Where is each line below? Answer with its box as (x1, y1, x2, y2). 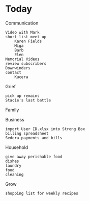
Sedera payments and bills (5, 135, 63, 140)
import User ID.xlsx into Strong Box (5, 126, 85, 132)
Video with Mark (5, 30, 40, 35)
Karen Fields (14, 39, 42, 44)
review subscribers (5, 61, 47, 66)
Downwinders (5, 65, 31, 70)
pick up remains (5, 93, 40, 98)
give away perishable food (5, 154, 63, 159)
